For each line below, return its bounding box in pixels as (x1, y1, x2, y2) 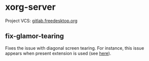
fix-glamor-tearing (5, 32, 64, 40)
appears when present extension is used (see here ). (5, 50, 111, 56)
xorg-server (5, 1, 56, 13)
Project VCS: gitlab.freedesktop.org (5, 18, 78, 24)
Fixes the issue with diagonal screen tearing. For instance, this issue (5, 45, 145, 51)
